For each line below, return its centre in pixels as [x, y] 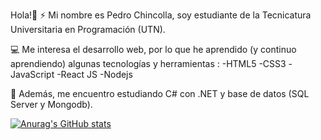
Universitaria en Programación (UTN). [88, 29]
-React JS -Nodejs [94, 74]
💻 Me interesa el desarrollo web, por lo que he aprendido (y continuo [153, 49]
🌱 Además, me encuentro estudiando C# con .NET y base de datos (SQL [160, 93]
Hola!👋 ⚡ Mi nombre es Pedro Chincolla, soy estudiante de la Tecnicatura [161, 15]
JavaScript [32, 74]
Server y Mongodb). [51, 104]
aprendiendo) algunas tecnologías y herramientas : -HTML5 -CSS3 [148, 63]
